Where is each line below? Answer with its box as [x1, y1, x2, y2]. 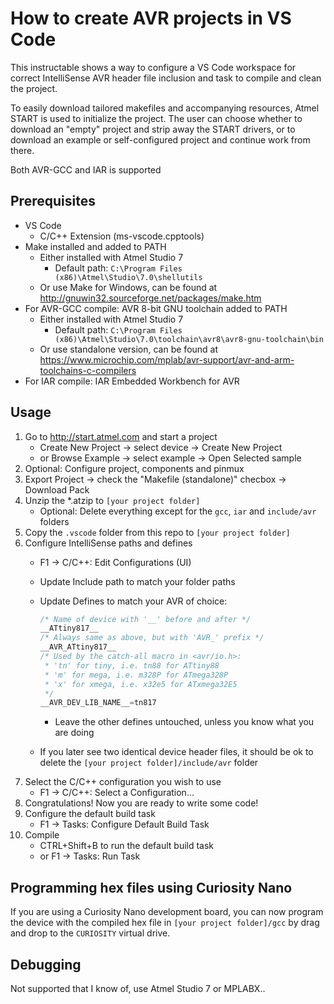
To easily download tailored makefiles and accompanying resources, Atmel [10, 102, 320, 114]
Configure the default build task [24, 808, 156, 820]
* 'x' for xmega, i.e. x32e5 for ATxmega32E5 [44, 679, 238, 689]
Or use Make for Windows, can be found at [39, 281, 218, 293]
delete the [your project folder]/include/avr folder [39, 757, 259, 769]
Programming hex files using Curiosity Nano [10, 879, 293, 896]
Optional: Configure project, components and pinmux [24, 462, 245, 474]
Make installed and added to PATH [24, 240, 167, 252]
